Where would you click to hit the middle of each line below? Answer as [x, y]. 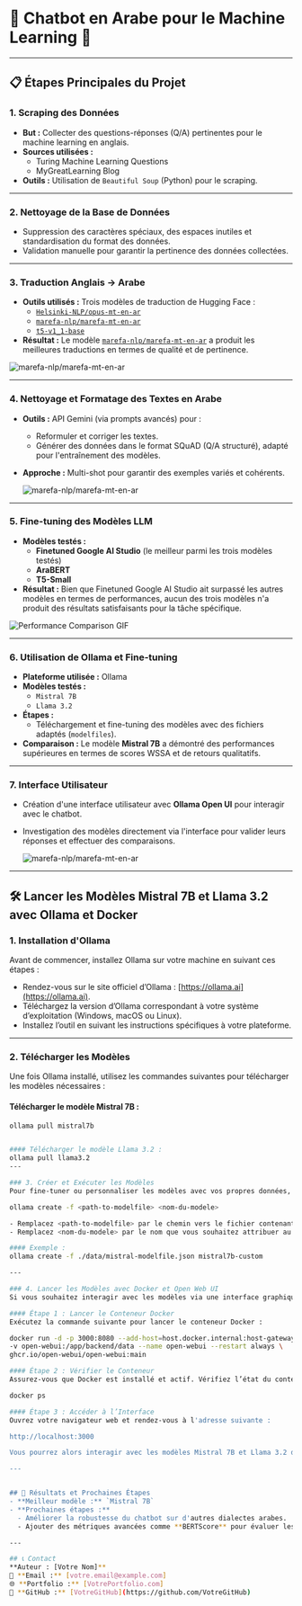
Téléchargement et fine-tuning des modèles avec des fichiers [150, 725]
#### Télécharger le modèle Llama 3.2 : [86, 1150]
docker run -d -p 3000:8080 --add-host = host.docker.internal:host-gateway [152, 1338]
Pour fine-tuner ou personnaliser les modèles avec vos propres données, [151, 1191]
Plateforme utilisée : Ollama [75, 677]
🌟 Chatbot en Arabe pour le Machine [147, 18]
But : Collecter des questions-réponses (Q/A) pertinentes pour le [142, 132]
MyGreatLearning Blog [77, 171]
